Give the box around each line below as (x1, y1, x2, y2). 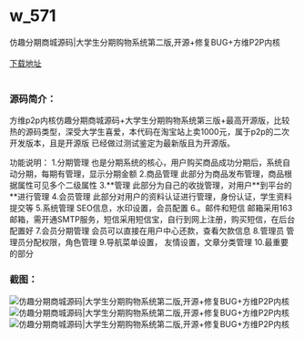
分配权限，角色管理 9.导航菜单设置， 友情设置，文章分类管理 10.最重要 (25, 237, 289, 248)
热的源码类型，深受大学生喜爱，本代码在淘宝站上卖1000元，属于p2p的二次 (9, 127, 289, 138)
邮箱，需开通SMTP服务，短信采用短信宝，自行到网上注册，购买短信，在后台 (9, 214, 296, 225)
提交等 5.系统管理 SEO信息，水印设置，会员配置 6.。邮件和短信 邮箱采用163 (9, 202, 293, 214)
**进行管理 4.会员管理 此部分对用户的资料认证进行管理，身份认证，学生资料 (9, 191, 293, 202)
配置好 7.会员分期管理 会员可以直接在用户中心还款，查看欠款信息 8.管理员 (9, 225, 285, 237)
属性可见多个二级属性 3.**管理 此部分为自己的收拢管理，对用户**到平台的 (16, 179, 293, 191)
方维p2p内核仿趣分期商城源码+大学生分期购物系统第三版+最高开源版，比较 (9, 115, 290, 126)
